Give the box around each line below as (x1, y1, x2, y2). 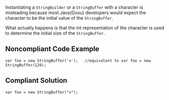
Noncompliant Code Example (5, 45, 99, 54)
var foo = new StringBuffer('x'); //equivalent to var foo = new (5, 58, 151, 63)
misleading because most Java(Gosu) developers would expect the (5, 10, 146, 16)
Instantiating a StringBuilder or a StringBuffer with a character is (5, 5, 144, 10)
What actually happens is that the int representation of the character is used (5, 25, 164, 31)
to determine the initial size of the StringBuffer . (5, 30, 105, 36)
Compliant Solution (5, 76, 67, 85)
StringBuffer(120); (5, 63, 47, 68)
